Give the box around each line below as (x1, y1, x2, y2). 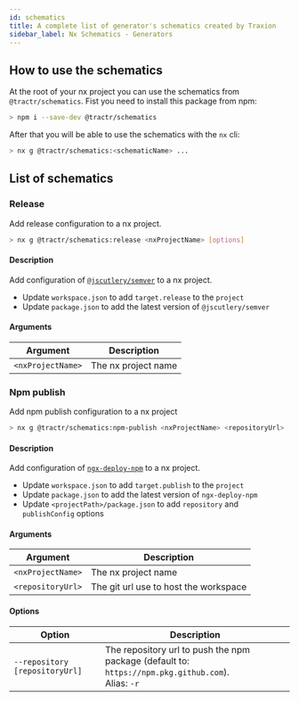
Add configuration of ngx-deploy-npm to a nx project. (9, 463, 200, 474)
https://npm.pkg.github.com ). (105, 665, 230, 678)
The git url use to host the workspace (90, 581, 247, 593)
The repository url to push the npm (105, 643, 251, 656)
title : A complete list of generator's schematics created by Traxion (9, 21, 277, 30)
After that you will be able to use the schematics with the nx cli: (9, 129, 240, 140)
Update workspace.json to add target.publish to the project (21, 480, 245, 491)
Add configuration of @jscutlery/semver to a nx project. (9, 274, 213, 285)
